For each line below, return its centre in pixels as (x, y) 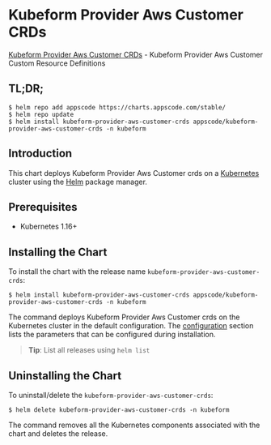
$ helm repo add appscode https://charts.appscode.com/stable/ (117, 107)
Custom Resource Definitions (57, 63)
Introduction (40, 154)
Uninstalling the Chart (65, 376)
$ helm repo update (41, 114)
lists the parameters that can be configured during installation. (112, 335)
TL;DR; (26, 89)
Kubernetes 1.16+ (49, 227)
